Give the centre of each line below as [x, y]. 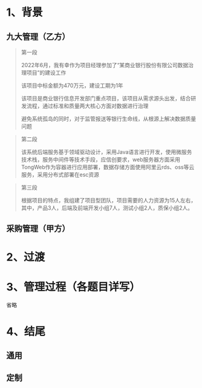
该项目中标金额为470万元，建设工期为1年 [72, 86]
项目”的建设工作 [46, 73]
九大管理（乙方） [38, 37]
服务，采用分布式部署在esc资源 [60, 175]
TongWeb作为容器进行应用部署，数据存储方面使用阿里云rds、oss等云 [108, 167]
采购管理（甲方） [38, 229]
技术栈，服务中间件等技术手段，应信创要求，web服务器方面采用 [100, 160]
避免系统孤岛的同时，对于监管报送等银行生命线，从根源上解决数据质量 [109, 119]
